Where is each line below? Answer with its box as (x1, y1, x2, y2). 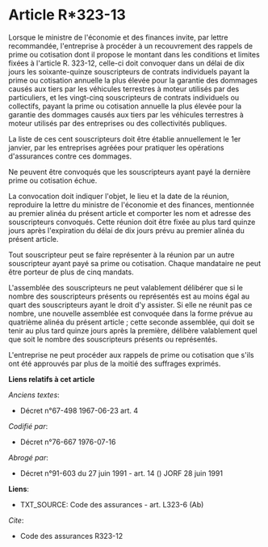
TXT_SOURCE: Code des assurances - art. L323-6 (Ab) (19, 499, 204, 509)
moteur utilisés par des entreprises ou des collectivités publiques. (8, 118, 228, 128)
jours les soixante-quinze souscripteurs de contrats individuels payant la (8, 66, 250, 76)
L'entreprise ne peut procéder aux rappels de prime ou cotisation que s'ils (8, 350, 254, 359)
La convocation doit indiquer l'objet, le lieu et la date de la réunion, (8, 191, 230, 201)
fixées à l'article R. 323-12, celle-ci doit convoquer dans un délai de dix (8, 58, 245, 68)
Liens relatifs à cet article (8, 374, 95, 384)
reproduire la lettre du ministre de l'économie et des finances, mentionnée (8, 200, 255, 210)
